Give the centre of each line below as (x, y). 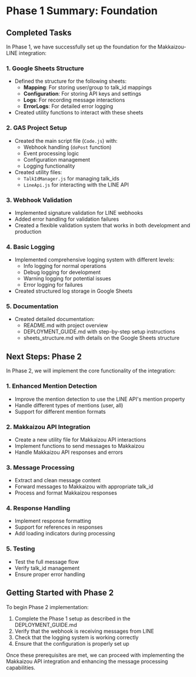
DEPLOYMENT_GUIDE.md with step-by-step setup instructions (99, 332)
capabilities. (21, 668)
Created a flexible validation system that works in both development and (102, 225)
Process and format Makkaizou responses (66, 493)
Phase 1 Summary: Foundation (82, 11)
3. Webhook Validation (39, 200)
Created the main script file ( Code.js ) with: (66, 140)
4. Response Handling (38, 508)
